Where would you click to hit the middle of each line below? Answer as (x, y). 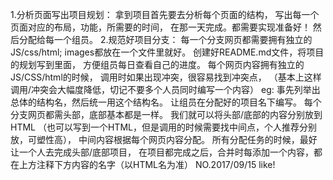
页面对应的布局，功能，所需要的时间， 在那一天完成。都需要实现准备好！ (160, 27)
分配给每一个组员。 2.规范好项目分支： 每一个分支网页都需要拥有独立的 (165, 39)
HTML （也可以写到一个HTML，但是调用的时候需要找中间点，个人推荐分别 (163, 127)
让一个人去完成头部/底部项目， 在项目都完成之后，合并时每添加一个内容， (162, 152)
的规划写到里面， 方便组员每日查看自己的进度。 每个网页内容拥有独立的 (157, 64)
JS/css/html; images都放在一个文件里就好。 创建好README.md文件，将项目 (167, 52)
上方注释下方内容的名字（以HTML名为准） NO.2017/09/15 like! (147, 164)
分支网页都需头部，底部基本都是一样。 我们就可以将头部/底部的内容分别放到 (166, 114)
